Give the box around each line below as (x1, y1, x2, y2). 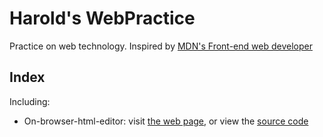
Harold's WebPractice (9, 7, 196, 30)
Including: (9, 95, 51, 107)
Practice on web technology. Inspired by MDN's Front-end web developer (9, 40, 313, 52)
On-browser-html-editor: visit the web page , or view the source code (23, 115, 309, 127)
